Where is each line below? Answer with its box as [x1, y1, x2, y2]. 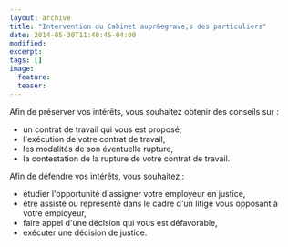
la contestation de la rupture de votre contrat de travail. [22, 152, 231, 164]
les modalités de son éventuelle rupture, [22, 143, 174, 154]
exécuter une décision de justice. [22, 227, 148, 238]
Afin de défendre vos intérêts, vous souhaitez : [9, 170, 185, 181]
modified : [9, 38, 47, 48]
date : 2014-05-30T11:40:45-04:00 [9, 30, 137, 39]
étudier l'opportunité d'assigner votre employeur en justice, [22, 188, 246, 199]
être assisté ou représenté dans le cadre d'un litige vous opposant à [22, 198, 278, 209]
